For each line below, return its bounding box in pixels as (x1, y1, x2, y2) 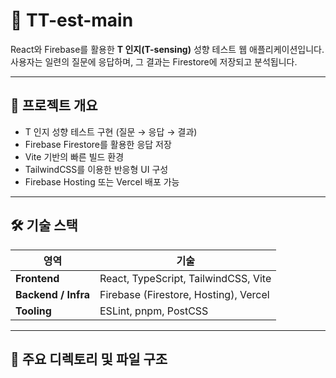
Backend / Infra (15, 287, 90, 301)
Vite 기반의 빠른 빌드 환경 (24, 150, 125, 163)
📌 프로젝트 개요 (10, 97, 98, 114)
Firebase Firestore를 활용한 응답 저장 (24, 138, 172, 150)
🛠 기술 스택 (10, 217, 78, 234)
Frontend (15, 271, 60, 285)
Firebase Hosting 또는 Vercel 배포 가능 (24, 175, 180, 188)
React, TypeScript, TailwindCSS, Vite (99, 271, 272, 285)
